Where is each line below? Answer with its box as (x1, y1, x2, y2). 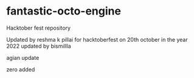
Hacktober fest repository (6, 24, 71, 31)
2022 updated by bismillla (6, 42, 71, 50)
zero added (6, 65, 35, 73)
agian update (6, 54, 40, 61)
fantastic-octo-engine (6, 4, 122, 18)
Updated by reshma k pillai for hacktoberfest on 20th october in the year (6, 36, 188, 43)
